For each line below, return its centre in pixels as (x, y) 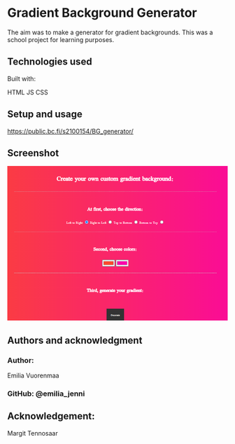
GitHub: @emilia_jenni (46, 394)
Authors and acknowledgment (75, 340)
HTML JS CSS (28, 92)
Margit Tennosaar (33, 433)
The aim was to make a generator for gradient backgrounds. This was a (110, 32)
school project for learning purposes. (61, 39)
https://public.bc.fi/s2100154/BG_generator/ (71, 131)
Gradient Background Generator (102, 13)
